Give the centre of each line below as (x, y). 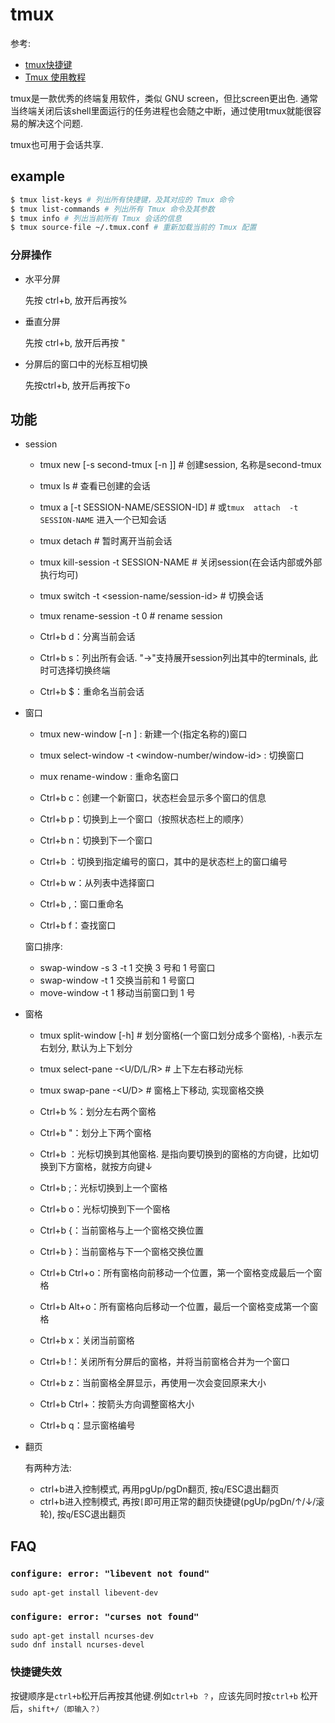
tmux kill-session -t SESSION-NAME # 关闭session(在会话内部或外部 (181, 562)
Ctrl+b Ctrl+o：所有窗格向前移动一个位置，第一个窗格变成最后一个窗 (181, 1273)
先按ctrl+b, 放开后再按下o (77, 385)
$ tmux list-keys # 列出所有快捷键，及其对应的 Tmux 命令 (122, 199)
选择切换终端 (84, 670)
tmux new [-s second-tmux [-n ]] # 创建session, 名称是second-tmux (180, 465)
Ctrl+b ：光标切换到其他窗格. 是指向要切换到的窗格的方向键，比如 (175, 1154)
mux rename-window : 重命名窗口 (109, 777)
